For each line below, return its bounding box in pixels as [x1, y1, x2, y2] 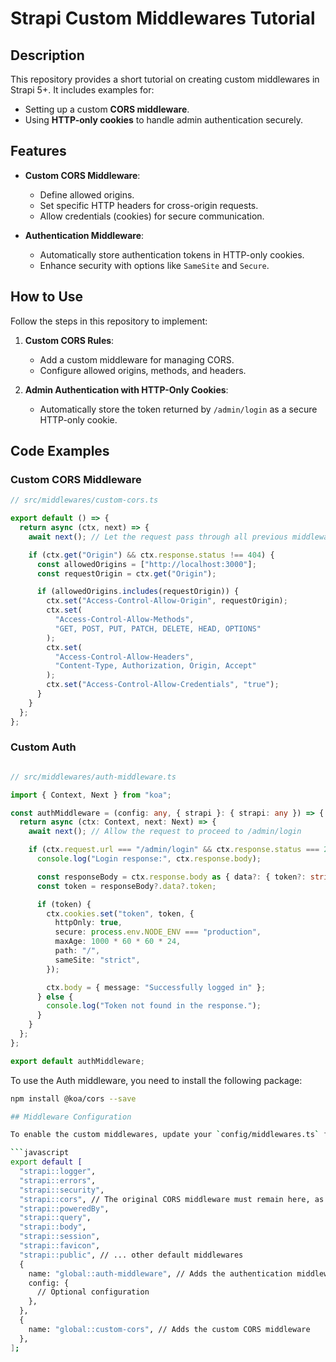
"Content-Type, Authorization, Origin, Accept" [54, 661, 257, 671]
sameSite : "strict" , [54, 955, 141, 965]
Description [10, 47, 85, 64]
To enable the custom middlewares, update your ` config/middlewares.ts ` [10, 1130, 320, 1140]
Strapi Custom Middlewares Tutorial [10, 7, 316, 30]
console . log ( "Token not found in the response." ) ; [46, 1001, 262, 1011]
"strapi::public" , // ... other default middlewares [19, 1250, 244, 1260]
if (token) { [36, 899, 92, 909]
